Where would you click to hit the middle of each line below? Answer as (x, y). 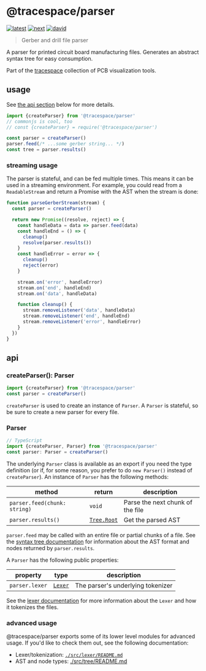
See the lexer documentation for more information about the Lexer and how (101, 600)
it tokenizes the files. (32, 607)
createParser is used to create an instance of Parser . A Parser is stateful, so (102, 405)
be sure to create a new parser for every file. (63, 412)
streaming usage (32, 165)
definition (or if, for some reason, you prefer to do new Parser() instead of (99, 470)
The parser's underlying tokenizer (124, 585)
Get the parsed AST (152, 520)
